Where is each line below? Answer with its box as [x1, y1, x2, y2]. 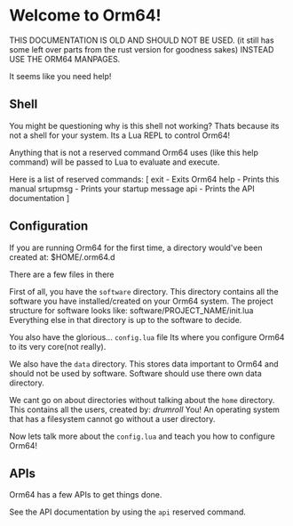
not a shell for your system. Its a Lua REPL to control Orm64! [9, 130, 231, 141]
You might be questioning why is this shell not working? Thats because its [9, 120, 280, 131]
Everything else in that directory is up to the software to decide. [9, 314, 242, 325]
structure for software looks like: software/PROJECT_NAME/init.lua [9, 304, 254, 316]
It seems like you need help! [9, 70, 112, 81]
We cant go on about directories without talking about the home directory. [9, 394, 275, 405]
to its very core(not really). [9, 341, 107, 352]
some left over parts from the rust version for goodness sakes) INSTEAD [9, 44, 274, 54]
